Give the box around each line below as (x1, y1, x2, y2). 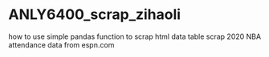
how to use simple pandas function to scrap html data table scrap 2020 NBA (8, 32, 262, 41)
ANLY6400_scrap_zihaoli (8, 6, 181, 24)
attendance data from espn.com (8, 40, 115, 49)
